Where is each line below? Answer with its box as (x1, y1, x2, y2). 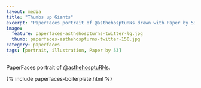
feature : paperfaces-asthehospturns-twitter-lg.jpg (11, 31, 144, 37)
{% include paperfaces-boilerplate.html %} (6, 75, 112, 82)
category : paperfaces (6, 42, 60, 48)
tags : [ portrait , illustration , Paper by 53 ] (6, 48, 121, 54)
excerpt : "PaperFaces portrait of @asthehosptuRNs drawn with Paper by (6, 20, 188, 26)
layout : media (6, 8, 42, 15)
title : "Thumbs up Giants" (6, 14, 74, 20)
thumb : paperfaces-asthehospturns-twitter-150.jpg (11, 36, 141, 42)
